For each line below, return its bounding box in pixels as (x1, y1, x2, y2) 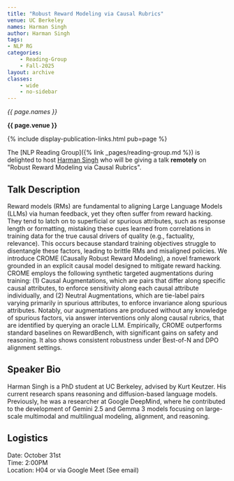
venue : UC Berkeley (7, 17, 64, 24)
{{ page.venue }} (7, 121, 58, 130)
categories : (7, 50, 42, 57)
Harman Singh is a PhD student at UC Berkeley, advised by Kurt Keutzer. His (7, 382, 227, 391)
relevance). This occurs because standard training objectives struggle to (7, 239, 217, 247)
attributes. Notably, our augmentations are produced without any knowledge (7, 306, 227, 314)
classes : (7, 75, 33, 83)
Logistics (7, 432, 48, 445)
